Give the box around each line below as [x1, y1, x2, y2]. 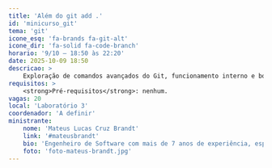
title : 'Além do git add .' [8, 11, 104, 20]
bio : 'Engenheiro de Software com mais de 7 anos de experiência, [23, 139, 252, 148]
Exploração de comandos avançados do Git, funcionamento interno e [23, 72, 255, 80]
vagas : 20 [8, 94, 42, 103]
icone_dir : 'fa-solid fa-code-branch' [8, 42, 139, 50]
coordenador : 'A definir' [8, 110, 96, 118]
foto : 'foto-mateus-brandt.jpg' [23, 147, 132, 155]
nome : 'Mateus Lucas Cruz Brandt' [23, 124, 139, 132]
